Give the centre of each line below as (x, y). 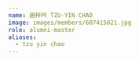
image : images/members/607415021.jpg (70, 23)
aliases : (22, 37)
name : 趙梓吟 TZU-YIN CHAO (50, 15)
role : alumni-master (42, 30)
